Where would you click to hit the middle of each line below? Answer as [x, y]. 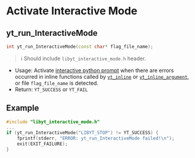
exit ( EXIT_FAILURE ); [42, 144]
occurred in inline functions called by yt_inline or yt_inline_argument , [102, 76]
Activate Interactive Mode [72, 11]
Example [23, 108]
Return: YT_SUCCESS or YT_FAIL [51, 89]
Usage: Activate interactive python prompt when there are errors [94, 70]
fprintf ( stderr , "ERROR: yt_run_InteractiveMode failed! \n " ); [96, 138]
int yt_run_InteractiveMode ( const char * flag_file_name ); [80, 47]
